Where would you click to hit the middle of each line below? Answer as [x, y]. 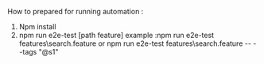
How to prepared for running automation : [76, 11]
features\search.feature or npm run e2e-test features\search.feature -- [135, 43]
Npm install [37, 26]
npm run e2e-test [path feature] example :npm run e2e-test [116, 35]
